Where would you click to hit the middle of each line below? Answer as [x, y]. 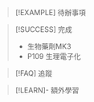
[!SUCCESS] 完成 [44, 29]
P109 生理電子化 [54, 56]
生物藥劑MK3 [49, 46]
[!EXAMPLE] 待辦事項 [50, 12]
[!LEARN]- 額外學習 [47, 90]
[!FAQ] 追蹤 [34, 73]
